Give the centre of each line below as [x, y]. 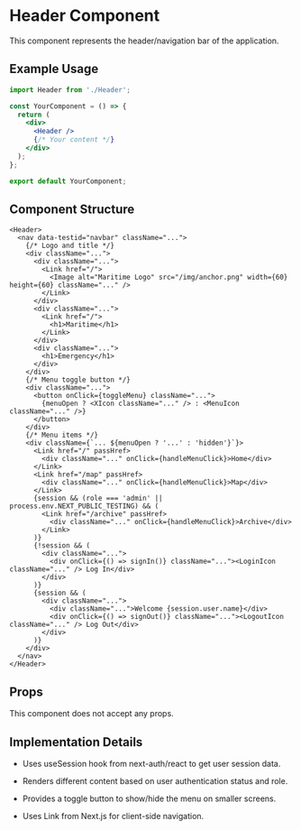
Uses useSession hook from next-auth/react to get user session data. [151, 763]
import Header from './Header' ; [70, 90]
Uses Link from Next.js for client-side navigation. [113, 816]
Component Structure [72, 209]
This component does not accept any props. [91, 714]
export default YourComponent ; [68, 181]
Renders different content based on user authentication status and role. [155, 780]
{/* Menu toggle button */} [78, 380]
